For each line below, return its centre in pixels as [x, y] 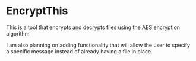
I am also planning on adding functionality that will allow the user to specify [98, 45]
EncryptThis [37, 11]
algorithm [18, 33]
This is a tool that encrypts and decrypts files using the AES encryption [93, 27]
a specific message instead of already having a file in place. [79, 51]
